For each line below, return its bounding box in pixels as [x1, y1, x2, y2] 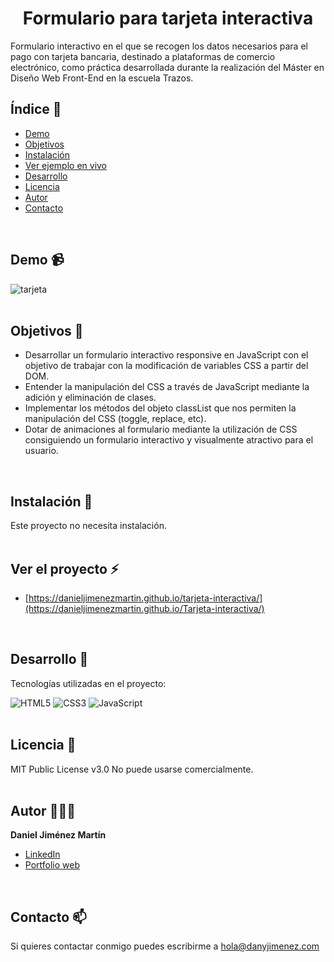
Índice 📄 [10, 101, 62, 118]
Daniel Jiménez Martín [10, 829, 107, 841]
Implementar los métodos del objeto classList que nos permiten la [24, 402, 297, 414]
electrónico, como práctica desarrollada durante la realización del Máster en [10, 61, 325, 73]
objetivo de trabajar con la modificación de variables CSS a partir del [24, 360, 309, 372]
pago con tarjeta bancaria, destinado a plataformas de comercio [10, 50, 276, 62]
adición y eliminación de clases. [24, 392, 157, 404]
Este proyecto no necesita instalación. [10, 520, 167, 532]
